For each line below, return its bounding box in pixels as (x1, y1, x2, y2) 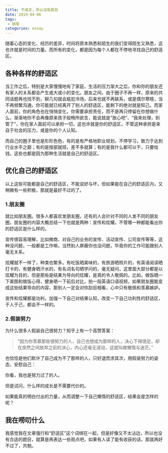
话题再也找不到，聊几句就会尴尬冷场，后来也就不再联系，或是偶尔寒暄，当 (9, 96, 163, 102)
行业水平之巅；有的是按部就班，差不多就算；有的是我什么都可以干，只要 (5, 144, 154, 150)
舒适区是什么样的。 (9, 226, 49, 232)
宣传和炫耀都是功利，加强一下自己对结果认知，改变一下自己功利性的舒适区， (5, 295, 163, 301)
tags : (5, 17, 16, 22)
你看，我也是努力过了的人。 (5, 372, 62, 378)
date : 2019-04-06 (5, 12, 41, 17)
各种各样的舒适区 (5, 69, 58, 78)
